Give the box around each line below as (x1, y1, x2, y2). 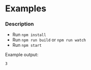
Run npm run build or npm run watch (12, 37, 86, 43)
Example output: (5, 52, 39, 58)
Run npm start (12, 42, 42, 48)
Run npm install (12, 32, 46, 37)
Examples (5, 3, 46, 14)
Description (5, 21, 34, 28)
